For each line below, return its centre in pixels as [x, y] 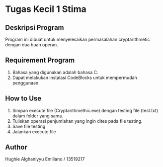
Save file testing [29, 126]
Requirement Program [40, 60]
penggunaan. [26, 83]
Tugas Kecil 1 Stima [46, 9]
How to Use [23, 99]
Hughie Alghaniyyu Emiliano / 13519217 [45, 159]
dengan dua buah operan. [32, 45]
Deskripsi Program [35, 28]
